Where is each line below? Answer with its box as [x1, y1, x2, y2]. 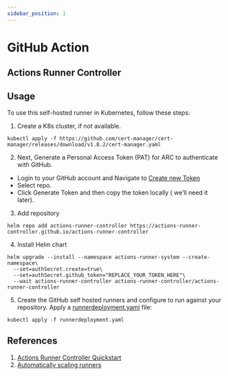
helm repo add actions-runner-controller [7, 223, 128, 230]
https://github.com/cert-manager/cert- [59, 135, 174, 142]
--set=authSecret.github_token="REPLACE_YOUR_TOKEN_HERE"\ [13, 272, 186, 279]
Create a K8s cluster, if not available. [16, 122, 122, 131]
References [7, 335, 58, 347]
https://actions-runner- [130, 223, 201, 230]
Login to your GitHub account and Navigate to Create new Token [16, 174, 201, 182]
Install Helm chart [16, 241, 67, 249]
